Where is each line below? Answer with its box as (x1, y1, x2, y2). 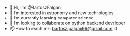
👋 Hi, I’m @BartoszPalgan (9, 5, 61, 10)
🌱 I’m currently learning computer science (9, 15, 94, 20)
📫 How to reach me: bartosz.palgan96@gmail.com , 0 (9, 26, 117, 31)
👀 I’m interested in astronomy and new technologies (9, 10, 114, 16)
